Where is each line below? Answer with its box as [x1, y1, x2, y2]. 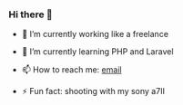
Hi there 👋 [8, 8, 54, 21]
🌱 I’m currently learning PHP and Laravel [21, 46, 174, 57]
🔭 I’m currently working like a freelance [21, 29, 169, 40]
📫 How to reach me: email [21, 64, 122, 75]
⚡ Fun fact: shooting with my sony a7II [21, 86, 166, 97]
